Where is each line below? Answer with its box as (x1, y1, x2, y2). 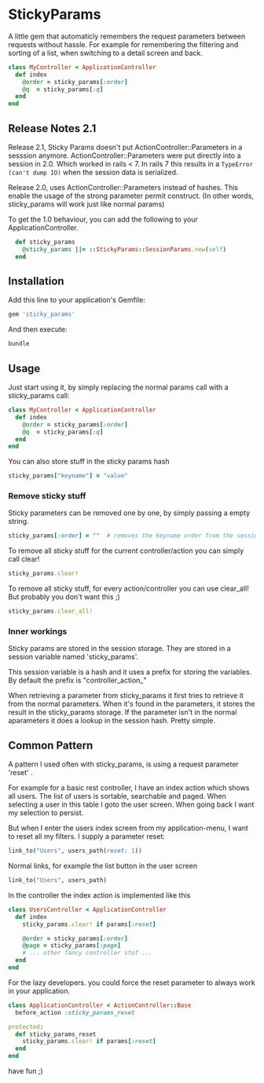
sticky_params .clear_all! (8, 607, 93, 616)
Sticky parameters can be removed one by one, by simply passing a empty (8, 508, 251, 518)
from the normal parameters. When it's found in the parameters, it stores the (8, 699, 255, 708)
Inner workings (8, 626, 68, 637)
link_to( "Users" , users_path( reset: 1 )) (8, 847, 143, 855)
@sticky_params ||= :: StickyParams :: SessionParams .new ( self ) (22, 245, 226, 253)
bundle (8, 340, 30, 348)
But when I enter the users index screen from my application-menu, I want (8, 823, 249, 833)
